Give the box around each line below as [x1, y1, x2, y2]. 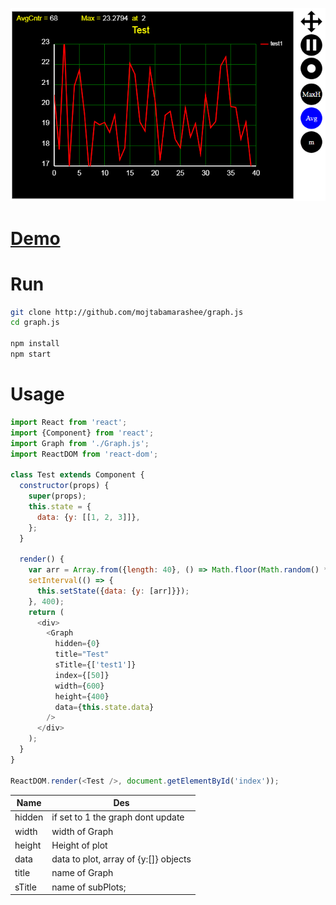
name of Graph [51, 867, 114, 879]
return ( [28, 607, 65, 617]
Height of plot [51, 839, 108, 851]
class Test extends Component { [10, 470, 145, 480]
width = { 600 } [54, 681, 105, 691]
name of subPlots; [51, 881, 127, 893]
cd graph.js [10, 318, 60, 328]
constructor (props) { [19, 481, 110, 491]
